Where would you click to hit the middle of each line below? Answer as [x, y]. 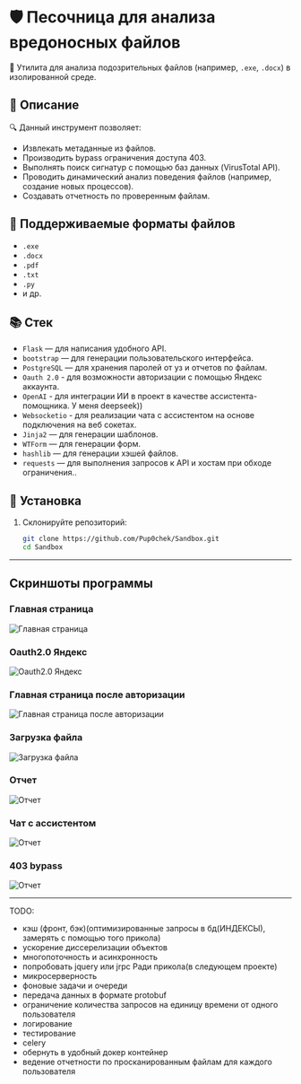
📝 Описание [44, 105]
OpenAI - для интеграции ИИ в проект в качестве [115, 397]
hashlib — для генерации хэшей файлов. [100, 453]
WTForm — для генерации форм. [82, 444]
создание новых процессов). [78, 186]
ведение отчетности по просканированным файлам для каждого [147, 1062]
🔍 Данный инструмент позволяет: [75, 127]
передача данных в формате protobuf [95, 995]
